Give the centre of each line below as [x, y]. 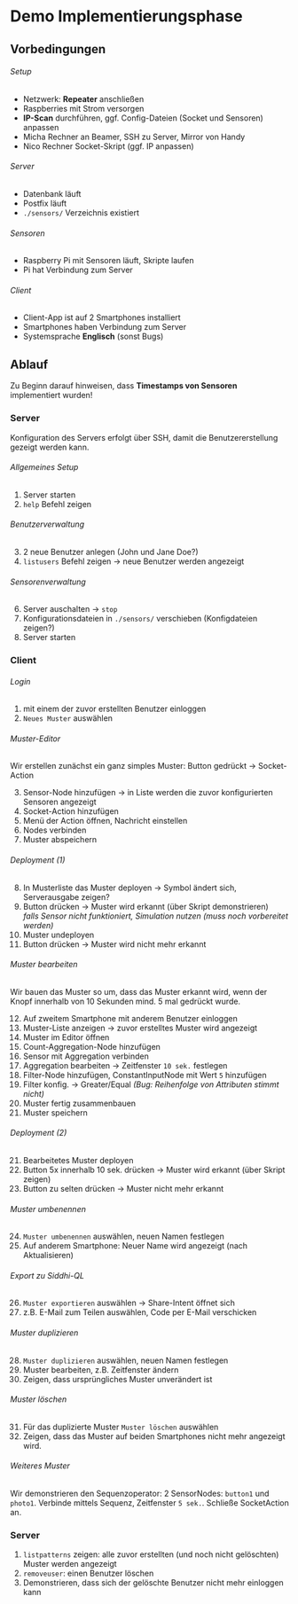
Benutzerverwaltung [47, 524]
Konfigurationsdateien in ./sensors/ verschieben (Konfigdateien [140, 619]
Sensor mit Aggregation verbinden [86, 1056]
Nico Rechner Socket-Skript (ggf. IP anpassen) [108, 146]
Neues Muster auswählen [68, 718]
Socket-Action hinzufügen [71, 811]
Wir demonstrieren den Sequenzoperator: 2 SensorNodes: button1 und [140, 1494]
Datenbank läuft [52, 193]
